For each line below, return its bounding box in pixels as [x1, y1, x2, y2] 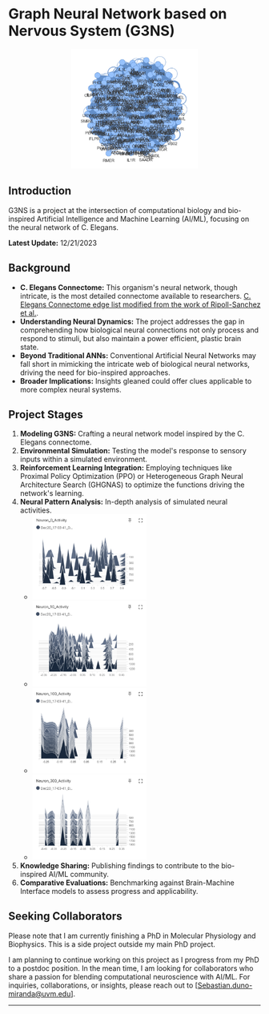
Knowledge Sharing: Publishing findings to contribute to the [19, 861, 220, 871]
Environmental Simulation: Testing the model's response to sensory [19, 446, 247, 456]
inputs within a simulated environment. [19, 454, 148, 465]
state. [19, 342, 39, 352]
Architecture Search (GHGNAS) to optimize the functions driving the [19, 480, 245, 489]
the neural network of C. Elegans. [8, 222, 118, 232]
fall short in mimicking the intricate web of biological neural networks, [19, 359, 251, 368]
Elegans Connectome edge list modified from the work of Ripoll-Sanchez [19, 300, 261, 309]
